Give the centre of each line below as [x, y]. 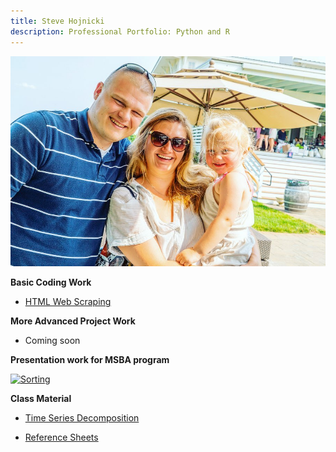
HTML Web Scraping [68, 302]
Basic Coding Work [51, 282]
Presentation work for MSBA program [90, 360]
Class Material [41, 399]
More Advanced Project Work [73, 321]
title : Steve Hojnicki [57, 21]
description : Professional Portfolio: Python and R [120, 31]
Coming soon [52, 341]
